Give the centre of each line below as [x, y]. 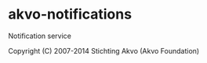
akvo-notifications [70, 14]
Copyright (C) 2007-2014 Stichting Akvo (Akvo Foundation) [104, 51]
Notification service [40, 36]
